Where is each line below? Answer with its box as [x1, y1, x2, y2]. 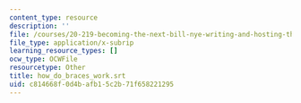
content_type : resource [9, 13, 99, 22]
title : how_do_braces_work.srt [9, 72, 126, 81]
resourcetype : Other [9, 64, 87, 73]
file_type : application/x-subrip [9, 38, 134, 47]
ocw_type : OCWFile [9, 55, 78, 64]
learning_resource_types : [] [9, 47, 118, 56]
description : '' [9, 21, 70, 30]
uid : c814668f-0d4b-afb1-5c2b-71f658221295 [9, 80, 175, 89]
